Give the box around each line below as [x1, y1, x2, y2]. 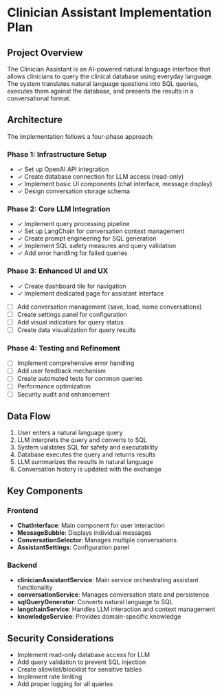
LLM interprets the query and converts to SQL [16, 436, 148, 444]
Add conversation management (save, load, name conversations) [16, 302, 202, 311]
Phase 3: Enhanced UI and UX [7, 266, 109, 276]
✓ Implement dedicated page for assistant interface [16, 289, 164, 297]
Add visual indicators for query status [16, 318, 124, 326]
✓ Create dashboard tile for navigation [16, 282, 126, 290]
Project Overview [7, 47, 83, 58]
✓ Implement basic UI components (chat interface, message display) [16, 180, 212, 188]
